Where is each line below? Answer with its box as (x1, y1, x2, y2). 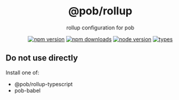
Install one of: (5, 69, 40, 76)
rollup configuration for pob (66, 24, 135, 31)
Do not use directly (5, 53, 79, 63)
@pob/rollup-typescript (14, 80, 73, 87)
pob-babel (14, 87, 41, 94)
